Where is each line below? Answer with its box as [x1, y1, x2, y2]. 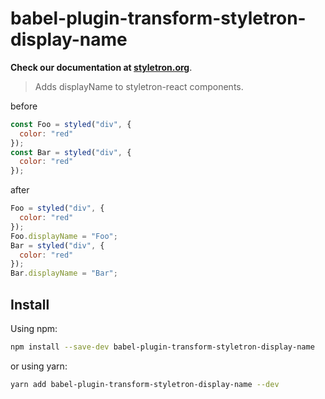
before [10, 100, 38, 112]
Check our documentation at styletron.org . [10, 61, 193, 73]
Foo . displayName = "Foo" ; [10, 231, 118, 241]
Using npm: [10, 323, 58, 334]
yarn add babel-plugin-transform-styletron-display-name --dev [10, 379, 280, 389]
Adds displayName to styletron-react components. [34, 80, 244, 92]
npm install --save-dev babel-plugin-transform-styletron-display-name [10, 342, 315, 352]
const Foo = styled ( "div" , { [10, 119, 132, 129]
